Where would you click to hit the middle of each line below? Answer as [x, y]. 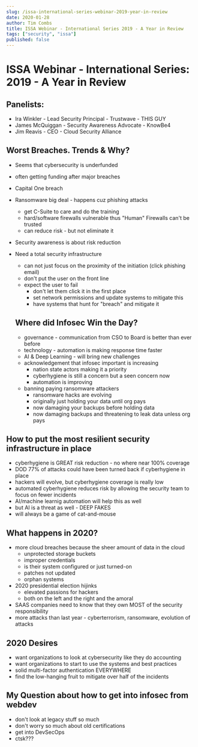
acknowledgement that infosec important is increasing [91, 363]
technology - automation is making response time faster [93, 350]
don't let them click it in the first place [79, 291]
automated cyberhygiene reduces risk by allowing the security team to [102, 489]
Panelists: [25, 104]
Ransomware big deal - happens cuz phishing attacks [81, 200]
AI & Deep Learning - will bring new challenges [82, 356]
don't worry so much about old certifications [70, 725]
